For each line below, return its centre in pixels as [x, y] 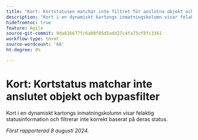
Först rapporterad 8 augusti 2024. [48, 131]
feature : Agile [25, 28]
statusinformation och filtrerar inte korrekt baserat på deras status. [87, 119]
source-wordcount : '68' [35, 45]
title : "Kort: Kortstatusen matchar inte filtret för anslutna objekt [95, 11]
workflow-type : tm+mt [33, 39]
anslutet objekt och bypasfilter [83, 96]
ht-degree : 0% [24, 50]
